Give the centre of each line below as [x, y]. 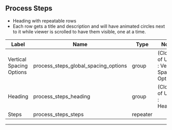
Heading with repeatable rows [45, 20]
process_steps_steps [58, 114]
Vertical [17, 59]
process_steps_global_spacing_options [80, 66]
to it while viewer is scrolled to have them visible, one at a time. [79, 31]
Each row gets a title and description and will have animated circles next [89, 26]
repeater [142, 114]
